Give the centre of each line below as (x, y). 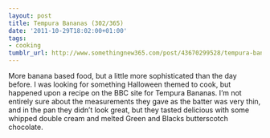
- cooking (25, 46)
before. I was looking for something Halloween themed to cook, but (120, 84)
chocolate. (26, 127)
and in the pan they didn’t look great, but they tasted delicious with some (129, 110)
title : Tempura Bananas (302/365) (66, 23)
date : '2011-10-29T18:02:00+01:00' (68, 30)
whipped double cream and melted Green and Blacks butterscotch (119, 118)
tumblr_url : (28, 53)
